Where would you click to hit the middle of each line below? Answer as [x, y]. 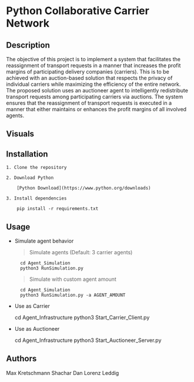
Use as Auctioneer [37, 329]
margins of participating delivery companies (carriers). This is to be [88, 72]
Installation [27, 154]
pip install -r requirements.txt [58, 209]
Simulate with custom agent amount [73, 279]
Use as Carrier [32, 306]
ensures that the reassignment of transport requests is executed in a [89, 103]
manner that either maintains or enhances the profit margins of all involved [96, 109]
